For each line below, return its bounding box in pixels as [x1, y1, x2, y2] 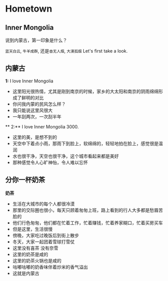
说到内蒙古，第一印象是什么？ [5, 37, 67, 43]
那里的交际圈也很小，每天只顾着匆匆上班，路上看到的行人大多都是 [12, 207, 150, 213]
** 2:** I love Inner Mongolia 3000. [5, 123, 79, 129]
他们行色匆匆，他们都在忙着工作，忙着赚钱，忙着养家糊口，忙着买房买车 [12, 219, 163, 225]
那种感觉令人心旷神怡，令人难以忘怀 [12, 159, 88, 165]
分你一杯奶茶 [5, 175, 45, 184]
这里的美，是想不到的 [12, 134, 57, 140]
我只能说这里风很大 [12, 107, 53, 113]
